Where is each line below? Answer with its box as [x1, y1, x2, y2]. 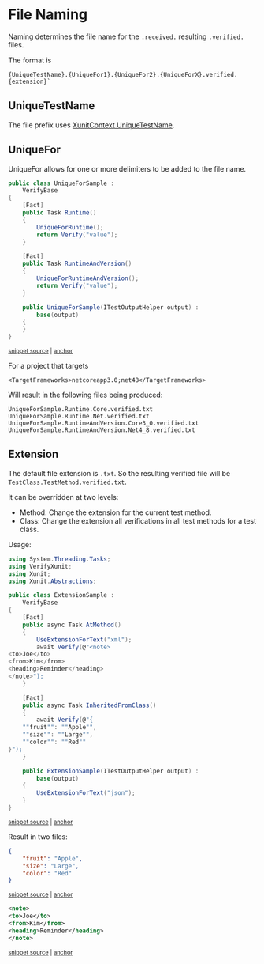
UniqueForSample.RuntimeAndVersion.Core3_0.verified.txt [8, 419, 199, 428]
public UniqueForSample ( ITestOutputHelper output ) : [22, 303, 199, 312]
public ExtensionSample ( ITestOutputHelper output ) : [22, 767, 199, 775]
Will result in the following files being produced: [8, 390, 163, 400]
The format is [8, 55, 52, 65]
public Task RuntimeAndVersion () [22, 259, 132, 268]
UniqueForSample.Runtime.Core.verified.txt [8, 406, 154, 414]
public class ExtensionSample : [8, 592, 114, 599]
